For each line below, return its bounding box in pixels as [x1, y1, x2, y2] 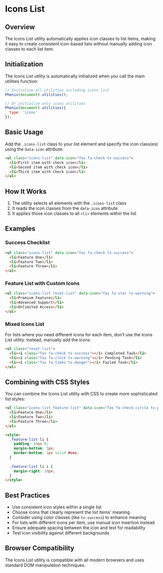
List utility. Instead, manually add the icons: [5, 337, 91, 343]
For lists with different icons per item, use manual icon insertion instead [12, 520, 155, 526]
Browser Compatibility [5, 544, 74, 553]
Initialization [5, 60, 44, 69]
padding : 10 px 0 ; [14, 441, 49, 446]
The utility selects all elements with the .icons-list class [12, 200, 127, 206]
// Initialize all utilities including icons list [5, 88, 110, 93]
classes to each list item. [5, 46, 54, 52]
